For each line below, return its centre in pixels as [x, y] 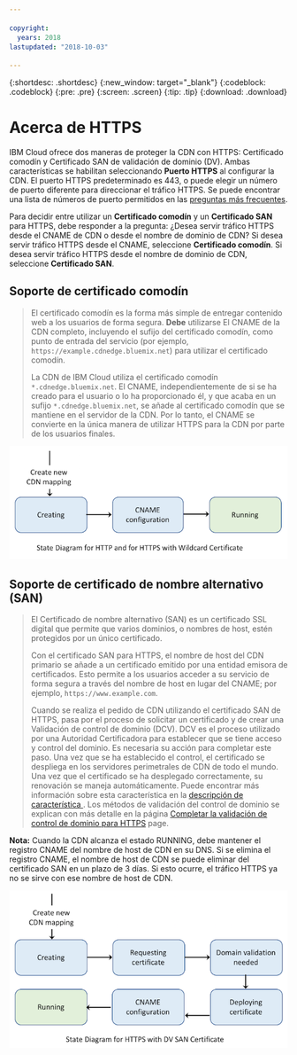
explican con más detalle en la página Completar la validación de [149, 814]
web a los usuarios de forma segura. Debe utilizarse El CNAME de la [155, 322]
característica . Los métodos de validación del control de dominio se [155, 805]
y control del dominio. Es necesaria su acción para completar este [151, 748]
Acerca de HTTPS [76, 128]
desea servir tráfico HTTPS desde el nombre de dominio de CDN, [128, 254]
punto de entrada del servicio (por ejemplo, [110, 340]
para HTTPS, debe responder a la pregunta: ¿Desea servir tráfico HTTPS [142, 226]
